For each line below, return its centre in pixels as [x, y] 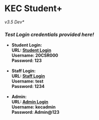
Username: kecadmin [34, 107]
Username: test [28, 81]
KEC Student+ [34, 9]
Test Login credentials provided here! [49, 34]
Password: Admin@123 [35, 112]
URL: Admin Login [30, 102]
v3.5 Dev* [14, 22]
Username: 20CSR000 [35, 55]
